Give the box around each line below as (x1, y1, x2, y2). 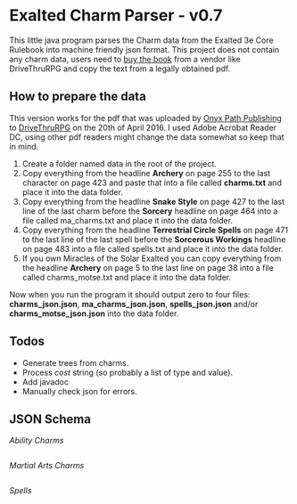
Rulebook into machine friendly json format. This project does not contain (9, 44, 279, 54)
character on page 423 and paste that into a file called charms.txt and (21, 177, 283, 188)
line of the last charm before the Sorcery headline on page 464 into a (21, 206, 278, 216)
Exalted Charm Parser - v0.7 (9, 5, 223, 26)
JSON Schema (9, 411, 92, 427)
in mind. (9, 141, 39, 151)
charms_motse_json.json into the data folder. (9, 308, 179, 319)
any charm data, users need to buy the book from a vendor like (9, 53, 241, 64)
